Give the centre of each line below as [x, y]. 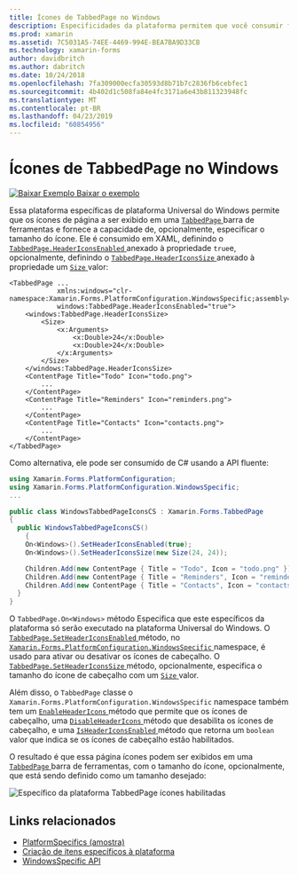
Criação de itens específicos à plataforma [98, 851]
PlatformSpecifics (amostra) [73, 842]
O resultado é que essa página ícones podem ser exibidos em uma [131, 757]
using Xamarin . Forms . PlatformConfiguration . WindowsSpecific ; [125, 487]
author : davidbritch [47, 59]
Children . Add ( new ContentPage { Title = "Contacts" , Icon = [138, 585]
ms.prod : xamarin [41, 34]
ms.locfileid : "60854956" [57, 125]
